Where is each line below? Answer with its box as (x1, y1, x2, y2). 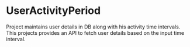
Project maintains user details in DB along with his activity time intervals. (6, 23, 181, 30)
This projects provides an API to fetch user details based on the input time (6, 29, 185, 36)
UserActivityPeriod (6, 4, 101, 17)
